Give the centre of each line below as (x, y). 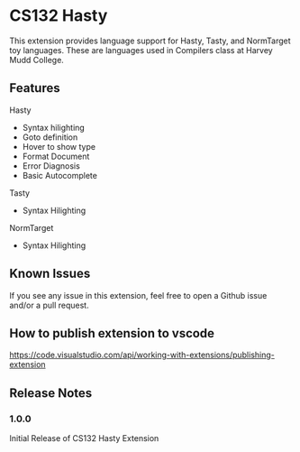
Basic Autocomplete (59, 175)
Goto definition (50, 137)
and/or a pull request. (49, 305)
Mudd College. (37, 60)
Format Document (56, 156)
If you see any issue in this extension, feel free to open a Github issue (138, 295)
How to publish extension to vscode (112, 333)
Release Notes (51, 393)
